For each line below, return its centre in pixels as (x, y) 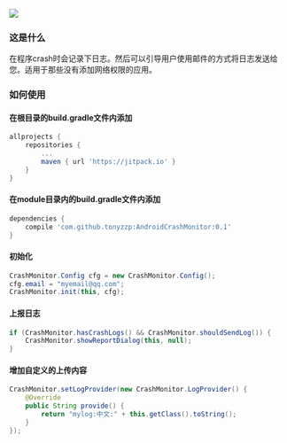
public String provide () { (75, 406)
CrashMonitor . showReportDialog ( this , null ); (109, 341)
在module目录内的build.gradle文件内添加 (85, 199)
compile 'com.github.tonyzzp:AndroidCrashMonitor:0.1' (128, 227)
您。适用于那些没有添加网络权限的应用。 (83, 70)
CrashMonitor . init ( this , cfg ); (67, 292)
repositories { (53, 145)
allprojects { (35, 137)
